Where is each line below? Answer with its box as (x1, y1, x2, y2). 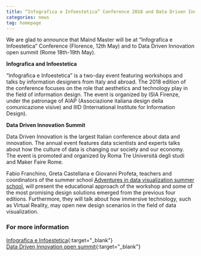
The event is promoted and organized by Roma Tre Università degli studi (6, 152, 185, 159)
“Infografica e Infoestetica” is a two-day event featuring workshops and (6, 72, 183, 79)
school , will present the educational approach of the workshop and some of (6, 183, 193, 190)
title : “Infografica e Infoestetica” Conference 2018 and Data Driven (6, 8, 186, 15)
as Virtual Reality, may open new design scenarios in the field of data (6, 202, 176, 209)
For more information (6, 223, 69, 232)
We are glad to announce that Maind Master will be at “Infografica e (6, 36, 173, 44)
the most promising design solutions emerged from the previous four (6, 189, 176, 196)
